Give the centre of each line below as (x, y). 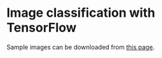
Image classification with (81, 13)
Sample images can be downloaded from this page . (81, 47)
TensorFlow (42, 28)
